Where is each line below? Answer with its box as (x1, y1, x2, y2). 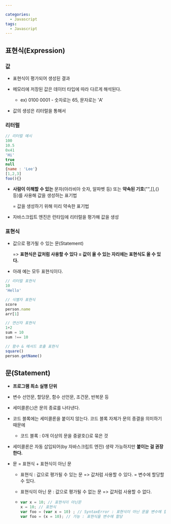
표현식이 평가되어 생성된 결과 (12, 75, 70, 81)
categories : (5, 12, 31, 17)
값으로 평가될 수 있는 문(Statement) (12, 240, 84, 247)
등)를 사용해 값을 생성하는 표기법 (12, 192, 77, 198)
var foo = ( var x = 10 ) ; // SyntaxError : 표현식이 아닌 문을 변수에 (20, 509, 162, 514)
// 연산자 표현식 (5, 321, 36, 326)
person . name (5, 306, 31, 312)
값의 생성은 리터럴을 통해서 (12, 107, 66, 113)
